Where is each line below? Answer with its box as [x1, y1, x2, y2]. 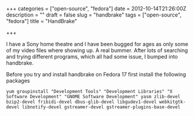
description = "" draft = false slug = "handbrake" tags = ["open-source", [6, 11, 182, 18]
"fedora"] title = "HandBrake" [6, 18, 78, 24]
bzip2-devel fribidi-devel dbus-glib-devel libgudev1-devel [6, 99, 157, 105]
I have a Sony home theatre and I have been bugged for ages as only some [6, 41, 189, 47]
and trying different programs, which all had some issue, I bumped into [6, 53, 178, 60]
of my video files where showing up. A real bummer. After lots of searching [6, 47, 188, 54]
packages [6, 77, 31, 84]
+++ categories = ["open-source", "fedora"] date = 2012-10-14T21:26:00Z [6, 5, 187, 12]
